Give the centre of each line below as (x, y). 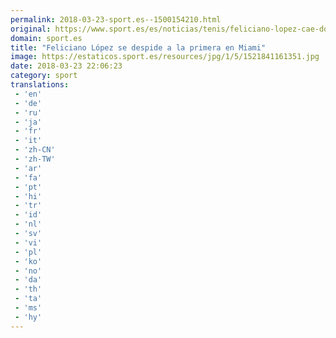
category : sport (44, 76)
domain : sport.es (46, 38)
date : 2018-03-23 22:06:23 (66, 66)
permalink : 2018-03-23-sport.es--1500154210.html (116, 19)
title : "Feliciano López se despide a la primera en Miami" (138, 47)
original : (31, 29)
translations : (40, 85)
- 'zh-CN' (35, 150)
